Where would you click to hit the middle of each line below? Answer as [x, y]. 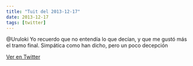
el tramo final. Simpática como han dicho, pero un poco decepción [87, 45]
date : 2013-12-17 [27, 17]
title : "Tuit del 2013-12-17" [43, 11]
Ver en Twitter [23, 57]
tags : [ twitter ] [26, 22]
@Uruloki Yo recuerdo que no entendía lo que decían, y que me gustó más [97, 39]
